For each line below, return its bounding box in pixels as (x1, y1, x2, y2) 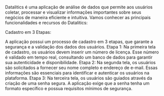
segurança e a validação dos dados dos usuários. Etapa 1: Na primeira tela (5, 44, 156, 49)
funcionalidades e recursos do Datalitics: (5, 20, 88, 25)
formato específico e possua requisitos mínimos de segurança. (5, 86, 133, 91)
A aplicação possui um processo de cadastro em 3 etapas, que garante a (5, 39, 153, 45)
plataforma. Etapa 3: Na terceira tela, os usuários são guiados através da (5, 75, 152, 81)
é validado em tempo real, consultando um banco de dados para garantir (5, 54, 153, 60)
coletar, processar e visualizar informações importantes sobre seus (5, 9, 141, 15)
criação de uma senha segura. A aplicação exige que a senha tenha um (5, 80, 150, 86)
